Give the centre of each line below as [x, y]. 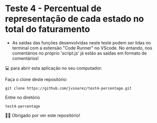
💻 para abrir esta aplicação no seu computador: [54, 68]
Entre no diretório [23, 97]
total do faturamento [48, 29]
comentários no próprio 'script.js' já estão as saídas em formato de [79, 53]
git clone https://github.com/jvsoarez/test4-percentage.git [69, 88]
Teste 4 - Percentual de [53, 9]
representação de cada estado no [75, 19]
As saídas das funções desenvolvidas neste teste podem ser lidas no [81, 42]
